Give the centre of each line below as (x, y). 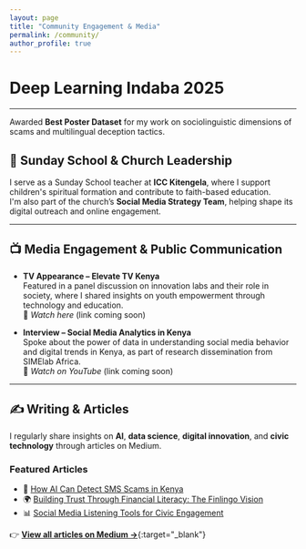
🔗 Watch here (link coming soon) (84, 314)
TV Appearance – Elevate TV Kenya (91, 276)
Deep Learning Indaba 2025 (117, 88)
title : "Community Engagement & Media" (85, 26)
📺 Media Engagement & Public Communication (146, 250)
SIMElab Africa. (52, 361)
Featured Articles (49, 469)
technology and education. (73, 305)
